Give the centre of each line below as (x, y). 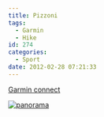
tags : (17, 23)
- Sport (28, 60)
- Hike (26, 38)
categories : (28, 52)
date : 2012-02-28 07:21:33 (52, 67)
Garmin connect (34, 89)
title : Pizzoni (33, 15)
